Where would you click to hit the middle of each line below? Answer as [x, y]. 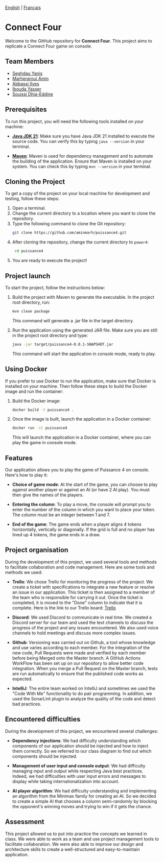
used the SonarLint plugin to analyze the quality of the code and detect [84, 698]
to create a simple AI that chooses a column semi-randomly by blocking [85, 801]
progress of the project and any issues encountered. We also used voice [85, 627]
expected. [22, 679]
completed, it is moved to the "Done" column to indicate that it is [77, 602]
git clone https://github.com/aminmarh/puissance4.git [69, 233]
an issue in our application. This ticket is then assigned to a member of [83, 592]
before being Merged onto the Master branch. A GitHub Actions [76, 658]
